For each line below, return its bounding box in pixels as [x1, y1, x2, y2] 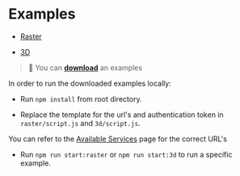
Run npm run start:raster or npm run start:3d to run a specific [19, 149, 233, 159]
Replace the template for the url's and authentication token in [19, 110, 224, 119]
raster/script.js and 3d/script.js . [19, 118, 141, 128]
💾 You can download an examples [27, 62, 143, 73]
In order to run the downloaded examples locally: [8, 78, 171, 88]
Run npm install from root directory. [19, 94, 142, 103]
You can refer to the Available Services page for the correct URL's [8, 134, 228, 144]
